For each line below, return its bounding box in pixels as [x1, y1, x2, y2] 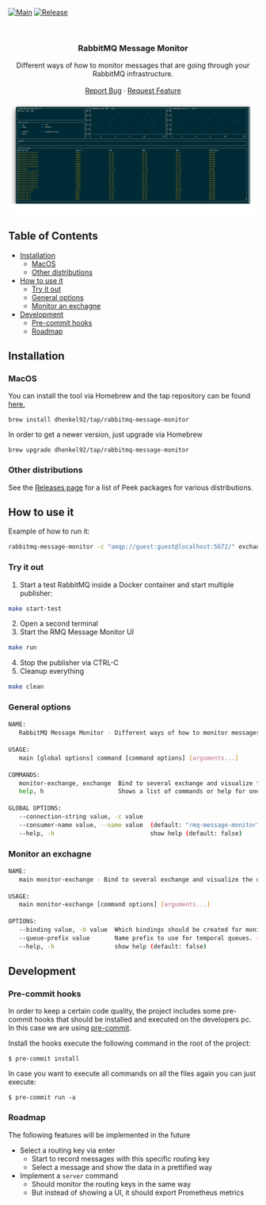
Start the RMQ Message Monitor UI [19, 627, 135, 637]
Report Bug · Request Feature [85, 86, 181, 95]
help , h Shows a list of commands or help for [18, 787, 246, 795]
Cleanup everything [19, 667, 85, 676]
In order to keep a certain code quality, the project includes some [8, 1007, 222, 1016]
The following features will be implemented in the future [8, 1130, 191, 1139]
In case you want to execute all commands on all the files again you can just [8, 1068, 256, 1079]
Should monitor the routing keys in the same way [31, 1179, 192, 1188]
